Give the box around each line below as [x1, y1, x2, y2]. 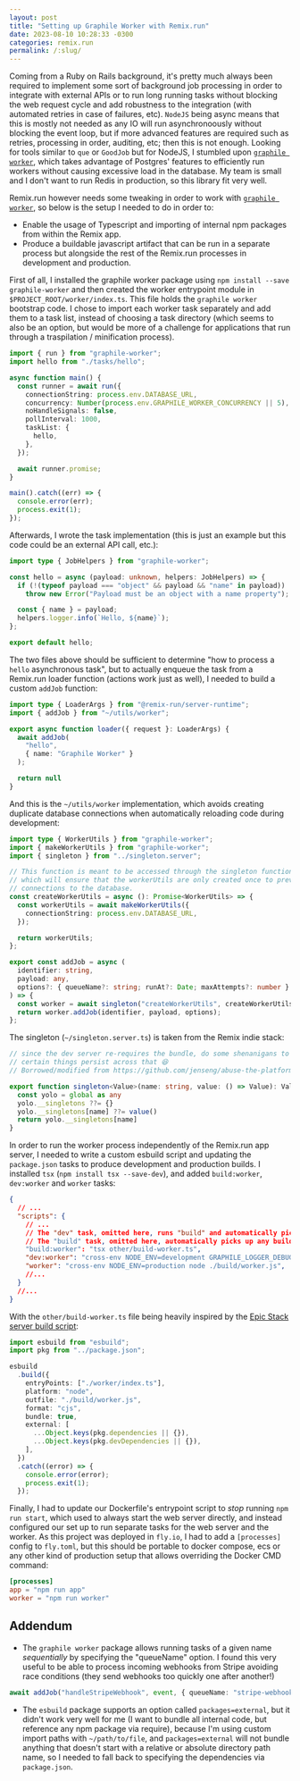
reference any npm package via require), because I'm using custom [21, 1723, 271, 1734]
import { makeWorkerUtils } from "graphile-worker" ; [9, 843, 210, 852]
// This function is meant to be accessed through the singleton [9, 868, 257, 877]
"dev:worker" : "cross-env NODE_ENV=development [25, 1253, 205, 1263]
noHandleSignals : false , [25, 407, 118, 416]
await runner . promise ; [17, 464, 102, 474]
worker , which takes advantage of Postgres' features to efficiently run [9, 156, 265, 167]
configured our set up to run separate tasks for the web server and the [9, 1522, 270, 1533]
